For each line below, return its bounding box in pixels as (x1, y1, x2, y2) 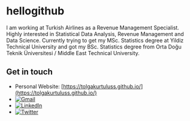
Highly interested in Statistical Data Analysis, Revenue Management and (6, 30, 184, 37)
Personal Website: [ (14, 83, 64, 90)
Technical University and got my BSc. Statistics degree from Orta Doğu (6, 43, 182, 50)
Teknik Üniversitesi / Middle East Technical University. (6, 49, 140, 56)
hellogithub (6, 4, 65, 18)
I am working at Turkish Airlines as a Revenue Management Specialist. (6, 24, 180, 31)
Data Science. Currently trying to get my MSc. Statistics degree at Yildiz (6, 37, 184, 44)
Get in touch (6, 67, 53, 77)
